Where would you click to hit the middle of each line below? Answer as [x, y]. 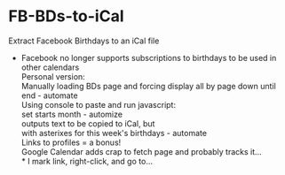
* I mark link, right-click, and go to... [87, 161]
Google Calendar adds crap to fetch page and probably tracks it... [142, 151]
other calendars [50, 67]
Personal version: [53, 76]
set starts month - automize [72, 114]
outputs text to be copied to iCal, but [88, 123]
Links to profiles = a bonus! [71, 142]
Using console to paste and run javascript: [99, 104]
